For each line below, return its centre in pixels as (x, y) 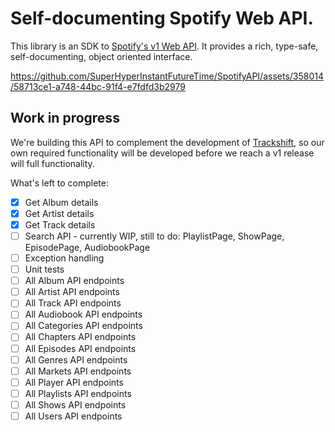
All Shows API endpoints (75, 404)
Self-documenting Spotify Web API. (162, 18)
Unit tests (44, 269)
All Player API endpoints (74, 382)
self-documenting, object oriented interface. (101, 56)
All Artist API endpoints (72, 292)
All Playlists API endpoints (78, 393)
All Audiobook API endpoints (83, 314)
